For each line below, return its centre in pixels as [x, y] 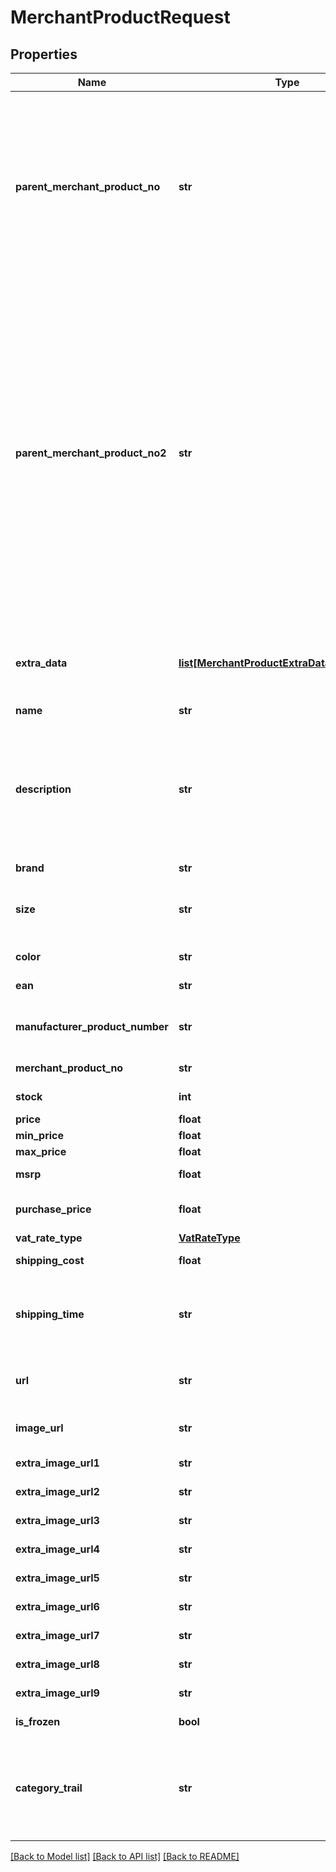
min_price [40, 1135]
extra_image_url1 [57, 1463]
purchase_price [53, 1209]
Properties [44, 54]
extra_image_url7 [57, 1635]
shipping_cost [50, 1260]
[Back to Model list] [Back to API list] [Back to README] [125, 1856]
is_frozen [38, 1721]
